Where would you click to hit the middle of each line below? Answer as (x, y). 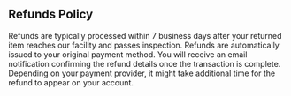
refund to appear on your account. (71, 82)
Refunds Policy (51, 15)
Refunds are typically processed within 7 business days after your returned (145, 35)
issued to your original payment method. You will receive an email (128, 54)
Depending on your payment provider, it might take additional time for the (142, 73)
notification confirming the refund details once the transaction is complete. (145, 63)
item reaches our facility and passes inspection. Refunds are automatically (144, 45)
